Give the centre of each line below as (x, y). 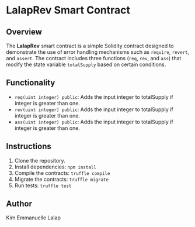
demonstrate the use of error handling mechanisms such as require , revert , (98, 52)
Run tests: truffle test (43, 185)
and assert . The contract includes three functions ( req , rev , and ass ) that (94, 58)
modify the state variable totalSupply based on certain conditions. (86, 64)
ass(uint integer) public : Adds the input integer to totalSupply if (94, 122)
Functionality (31, 83)
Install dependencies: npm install (55, 167)
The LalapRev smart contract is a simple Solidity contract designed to (90, 46)
